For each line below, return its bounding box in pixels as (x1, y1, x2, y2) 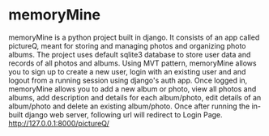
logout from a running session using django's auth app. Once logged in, (8, 75, 248, 85)
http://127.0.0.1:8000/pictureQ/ (8, 118, 109, 128)
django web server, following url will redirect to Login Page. (24, 109, 223, 119)
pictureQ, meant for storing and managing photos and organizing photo (8, 40, 246, 50)
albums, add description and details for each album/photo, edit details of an (8, 92, 262, 102)
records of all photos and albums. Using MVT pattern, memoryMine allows (8, 58, 257, 68)
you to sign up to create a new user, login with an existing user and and (8, 66, 246, 76)
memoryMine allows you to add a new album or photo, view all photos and (8, 83, 257, 94)
